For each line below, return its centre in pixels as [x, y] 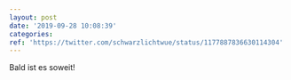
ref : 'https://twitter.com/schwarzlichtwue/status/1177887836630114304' [146, 42]
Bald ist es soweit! [42, 68]
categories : [31, 34]
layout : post [33, 17]
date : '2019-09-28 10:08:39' [63, 26]
